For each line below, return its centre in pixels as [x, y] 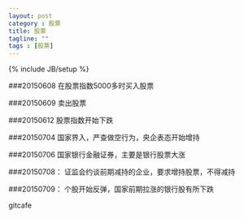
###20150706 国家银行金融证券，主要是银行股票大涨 [97, 155]
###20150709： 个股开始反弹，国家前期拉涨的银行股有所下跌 [111, 189]
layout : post [30, 16]
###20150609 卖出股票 [48, 103]
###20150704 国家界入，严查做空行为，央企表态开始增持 [105, 138]
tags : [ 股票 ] [31, 46]
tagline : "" [28, 38]
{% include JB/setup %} [49, 69]
